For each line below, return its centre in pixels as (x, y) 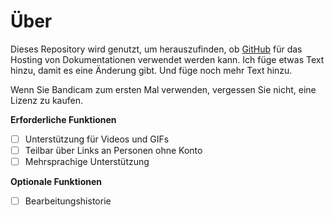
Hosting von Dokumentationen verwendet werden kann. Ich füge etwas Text (167, 59)
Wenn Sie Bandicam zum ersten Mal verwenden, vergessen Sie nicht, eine (163, 89)
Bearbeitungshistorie (68, 201)
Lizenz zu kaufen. (46, 100)
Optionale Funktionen (56, 182)
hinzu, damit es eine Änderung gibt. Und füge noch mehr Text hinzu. (151, 70)
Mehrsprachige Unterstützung (87, 162)
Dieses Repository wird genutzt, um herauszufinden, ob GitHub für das (156, 49)
